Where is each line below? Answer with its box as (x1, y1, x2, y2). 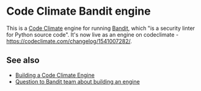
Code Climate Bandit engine (6, 4, 151, 18)
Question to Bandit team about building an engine (15, 78, 141, 85)
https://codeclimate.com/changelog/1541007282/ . (6, 37, 133, 45)
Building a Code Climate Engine (15, 71, 95, 79)
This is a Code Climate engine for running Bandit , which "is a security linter (6, 24, 196, 32)
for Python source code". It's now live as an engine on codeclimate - (6, 31, 179, 38)
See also (6, 55, 40, 65)
